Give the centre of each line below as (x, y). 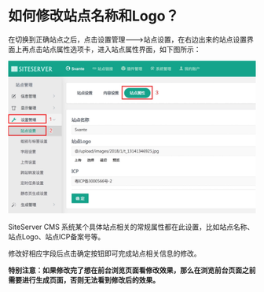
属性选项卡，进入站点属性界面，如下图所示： (128, 49)
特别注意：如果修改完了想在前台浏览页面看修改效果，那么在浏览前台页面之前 (132, 270)
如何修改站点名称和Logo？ (93, 16)
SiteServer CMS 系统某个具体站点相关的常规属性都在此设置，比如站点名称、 (131, 227)
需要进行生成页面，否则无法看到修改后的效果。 (84, 279)
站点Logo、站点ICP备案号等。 (57, 236)
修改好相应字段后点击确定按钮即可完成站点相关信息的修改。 (104, 253)
